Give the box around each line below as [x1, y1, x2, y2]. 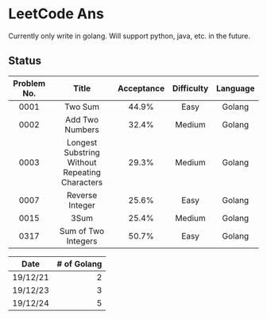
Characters [60, 177, 103, 188]
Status [8, 54, 42, 68]
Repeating [63, 166, 102, 177]
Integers [66, 235, 98, 247]
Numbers [64, 124, 99, 135]
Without [67, 157, 97, 168]
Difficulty [172, 83, 209, 94]
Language [215, 83, 255, 94]
